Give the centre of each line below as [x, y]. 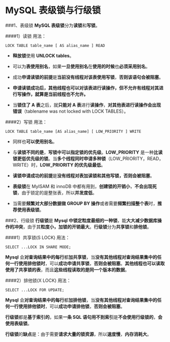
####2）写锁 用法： [26, 122]
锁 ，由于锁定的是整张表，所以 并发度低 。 [55, 192]
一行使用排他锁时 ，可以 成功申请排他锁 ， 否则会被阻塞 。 [67, 306]
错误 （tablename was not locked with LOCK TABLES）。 [70, 111]
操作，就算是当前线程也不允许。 [55, 94]
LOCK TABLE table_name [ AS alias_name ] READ [55, 45]
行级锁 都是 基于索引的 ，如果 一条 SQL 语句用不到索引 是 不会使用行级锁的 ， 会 [84, 317]
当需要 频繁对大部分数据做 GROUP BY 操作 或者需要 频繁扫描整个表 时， [85, 203]
